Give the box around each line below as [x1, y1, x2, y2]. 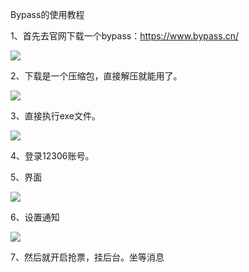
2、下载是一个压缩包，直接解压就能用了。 [10, 70, 183, 82]
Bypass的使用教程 [10, 9, 85, 20]
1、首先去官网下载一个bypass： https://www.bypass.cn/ [10, 30, 239, 42]
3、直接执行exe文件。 [10, 110, 101, 122]
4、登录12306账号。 [10, 150, 95, 162]
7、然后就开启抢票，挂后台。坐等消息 [10, 251, 165, 263]
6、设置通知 [10, 211, 60, 223]
